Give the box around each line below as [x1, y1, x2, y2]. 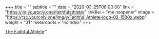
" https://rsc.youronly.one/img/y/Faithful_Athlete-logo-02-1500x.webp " [5, 14, 147, 20]
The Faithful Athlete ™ [5, 29, 47, 34]
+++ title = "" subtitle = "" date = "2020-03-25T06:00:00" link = [5, 4, 134, 10]
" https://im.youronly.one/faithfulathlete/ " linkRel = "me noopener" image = [5, 9, 155, 15]
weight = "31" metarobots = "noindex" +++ [5, 19, 92, 25]
